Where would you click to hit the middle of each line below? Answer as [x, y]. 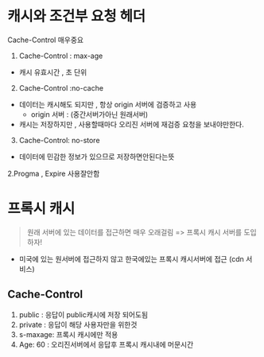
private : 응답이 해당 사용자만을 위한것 [78, 324]
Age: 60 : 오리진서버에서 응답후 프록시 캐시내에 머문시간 [106, 344]
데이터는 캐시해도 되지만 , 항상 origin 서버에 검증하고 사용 [108, 104]
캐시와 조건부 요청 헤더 [77, 16]
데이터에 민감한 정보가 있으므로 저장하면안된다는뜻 [97, 157]
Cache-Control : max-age [61, 56]
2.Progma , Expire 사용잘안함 [54, 173]
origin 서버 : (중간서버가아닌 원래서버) [89, 114]
